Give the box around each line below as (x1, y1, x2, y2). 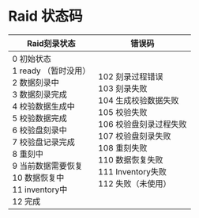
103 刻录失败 (98, 82, 148, 94)
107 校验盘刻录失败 (98, 130, 171, 141)
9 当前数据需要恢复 (12, 160, 83, 171)
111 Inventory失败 (98, 166, 167, 177)
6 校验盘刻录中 (12, 124, 67, 136)
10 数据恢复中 (12, 172, 65, 183)
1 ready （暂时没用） (12, 65, 91, 76)
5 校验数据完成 (12, 113, 67, 124)
